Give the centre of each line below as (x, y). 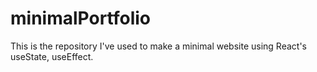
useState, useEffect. (52, 56)
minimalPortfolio (80, 18)
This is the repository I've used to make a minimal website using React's (158, 46)
